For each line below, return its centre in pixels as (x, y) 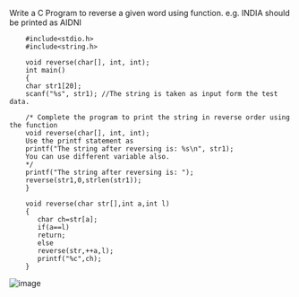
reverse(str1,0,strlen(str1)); (84, 180)
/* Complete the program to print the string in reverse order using (158, 118)
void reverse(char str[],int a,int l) (98, 204)
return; (51, 235)
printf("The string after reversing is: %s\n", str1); (130, 149)
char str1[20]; (54, 86)
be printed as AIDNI (46, 22)
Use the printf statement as (80, 141)
